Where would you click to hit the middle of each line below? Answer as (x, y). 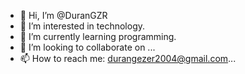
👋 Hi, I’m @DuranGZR (63, 15)
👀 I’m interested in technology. (82, 26)
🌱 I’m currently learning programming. (98, 36)
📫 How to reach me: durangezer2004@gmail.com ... (128, 58)
